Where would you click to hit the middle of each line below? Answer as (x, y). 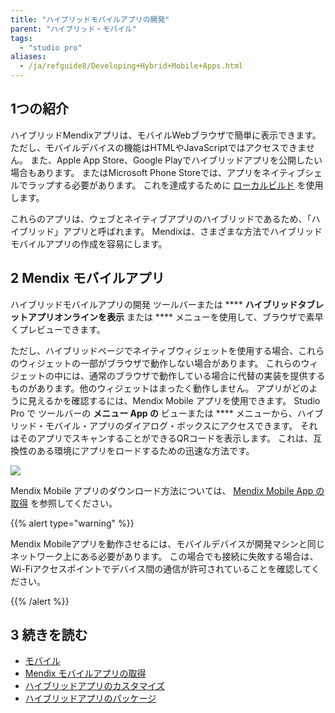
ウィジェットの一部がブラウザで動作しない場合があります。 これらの (160, 363)
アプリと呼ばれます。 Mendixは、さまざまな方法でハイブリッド (192, 231)
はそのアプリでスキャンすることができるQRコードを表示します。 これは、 (161, 438)
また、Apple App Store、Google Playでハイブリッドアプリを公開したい (176, 160)
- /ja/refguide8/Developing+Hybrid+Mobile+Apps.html (131, 66)
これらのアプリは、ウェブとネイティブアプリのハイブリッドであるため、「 (161, 218)
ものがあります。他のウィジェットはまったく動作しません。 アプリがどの (160, 388)
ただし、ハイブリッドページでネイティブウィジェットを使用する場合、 (154, 350)
